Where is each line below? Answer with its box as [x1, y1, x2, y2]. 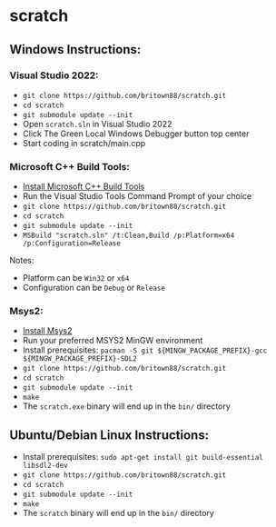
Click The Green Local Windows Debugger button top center [22, 128, 250, 139]
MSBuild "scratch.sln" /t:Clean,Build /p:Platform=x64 [22, 231, 235, 241]
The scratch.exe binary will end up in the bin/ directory [22, 401, 232, 412]
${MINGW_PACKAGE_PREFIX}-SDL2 [22, 354, 138, 363]
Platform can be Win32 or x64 [22, 273, 130, 283]
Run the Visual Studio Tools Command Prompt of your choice [22, 191, 252, 202]
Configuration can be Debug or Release [22, 283, 166, 293]
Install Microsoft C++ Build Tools [22, 181, 145, 192]
